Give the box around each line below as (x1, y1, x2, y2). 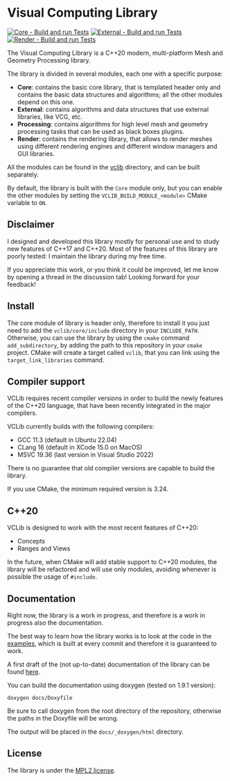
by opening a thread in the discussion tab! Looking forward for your (7, 272, 200, 281)
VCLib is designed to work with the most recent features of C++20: (7, 523, 199, 532)
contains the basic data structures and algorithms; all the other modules (17, 90, 223, 99)
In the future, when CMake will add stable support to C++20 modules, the (7, 558, 218, 566)
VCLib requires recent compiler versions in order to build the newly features (7, 394, 224, 402)
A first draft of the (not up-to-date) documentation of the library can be (7, 660, 210, 668)
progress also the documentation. (7, 618, 104, 627)
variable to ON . (7, 198, 47, 206)
